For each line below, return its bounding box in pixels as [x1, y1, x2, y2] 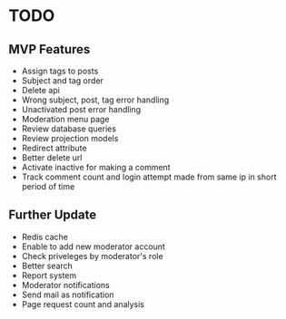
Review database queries [21, 123, 117, 134]
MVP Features [8, 42, 91, 57]
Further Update [8, 208, 97, 223]
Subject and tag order [21, 75, 104, 86]
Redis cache [21, 231, 69, 242]
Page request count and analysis [21, 298, 144, 309]
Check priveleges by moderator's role [21, 250, 164, 261]
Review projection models [21, 133, 119, 143]
